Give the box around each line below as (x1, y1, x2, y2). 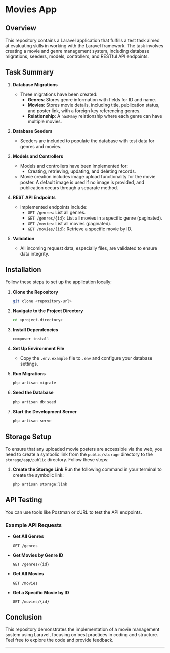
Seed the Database (12, 389, 54, 396)
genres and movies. (20, 143, 62, 149)
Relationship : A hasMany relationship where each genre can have (27, 113, 162, 119)
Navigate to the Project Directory (12, 308, 83, 314)
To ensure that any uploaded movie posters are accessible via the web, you (5, 446, 163, 452)
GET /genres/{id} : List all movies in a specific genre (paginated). (27, 214, 163, 221)
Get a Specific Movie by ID (12, 589, 69, 595)
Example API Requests (5, 522, 62, 529)
